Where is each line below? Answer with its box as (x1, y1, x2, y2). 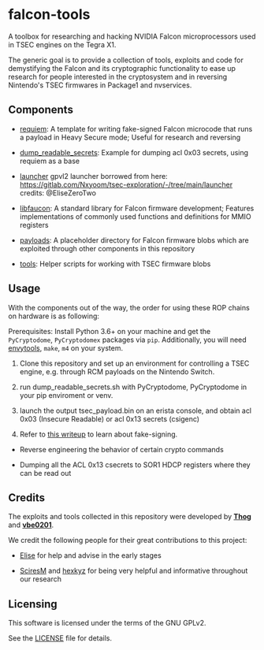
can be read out (19, 468, 72, 477)
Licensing (8, 597, 58, 611)
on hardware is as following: (8, 311, 100, 321)
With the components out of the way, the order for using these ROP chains (8, 303, 250, 312)
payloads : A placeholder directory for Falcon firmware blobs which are (19, 235, 250, 245)
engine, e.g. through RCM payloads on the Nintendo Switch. (19, 366, 215, 376)
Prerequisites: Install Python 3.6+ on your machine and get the (8, 326, 211, 336)
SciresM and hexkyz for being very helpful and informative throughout (19, 566, 248, 576)
